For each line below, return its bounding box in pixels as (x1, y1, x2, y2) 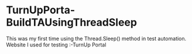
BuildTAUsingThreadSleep (6, 16, 138, 29)
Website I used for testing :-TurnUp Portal (6, 41, 107, 48)
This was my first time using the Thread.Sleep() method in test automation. (6, 35, 187, 42)
